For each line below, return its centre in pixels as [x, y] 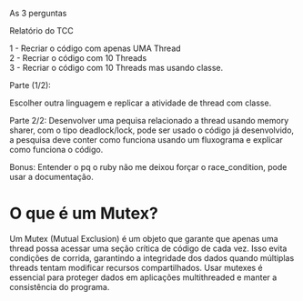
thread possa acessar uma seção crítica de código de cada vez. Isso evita [148, 248]
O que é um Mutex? [84, 214]
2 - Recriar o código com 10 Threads [78, 58]
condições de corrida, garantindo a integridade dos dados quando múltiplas [152, 257]
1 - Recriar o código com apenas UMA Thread [95, 48]
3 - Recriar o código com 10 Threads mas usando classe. [116, 68]
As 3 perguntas [38, 13]
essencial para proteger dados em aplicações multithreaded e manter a [143, 277]
